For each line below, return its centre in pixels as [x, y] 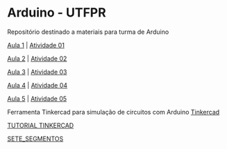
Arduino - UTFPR [57, 13]
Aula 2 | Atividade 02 [37, 58]
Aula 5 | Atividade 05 [37, 99]
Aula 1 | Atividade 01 [36, 45]
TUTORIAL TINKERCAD [41, 125]
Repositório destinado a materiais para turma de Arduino [88, 32]
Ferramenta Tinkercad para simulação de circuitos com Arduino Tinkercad [113, 112]
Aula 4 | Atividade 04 [37, 85]
